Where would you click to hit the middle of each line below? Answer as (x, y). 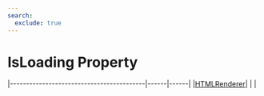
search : (20, 15)
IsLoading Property (73, 62)
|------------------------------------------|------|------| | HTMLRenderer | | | (132, 84)
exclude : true (38, 23)
